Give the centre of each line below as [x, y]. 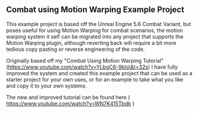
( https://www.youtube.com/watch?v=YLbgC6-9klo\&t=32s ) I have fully [92, 67]
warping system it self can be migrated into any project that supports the [95, 36]
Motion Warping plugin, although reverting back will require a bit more [91, 43]
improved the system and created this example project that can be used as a [99, 73]
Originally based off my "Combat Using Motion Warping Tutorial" [85, 60]
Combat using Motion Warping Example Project [95, 10]
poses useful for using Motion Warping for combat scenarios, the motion [95, 30]
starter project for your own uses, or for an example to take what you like [95, 79]
